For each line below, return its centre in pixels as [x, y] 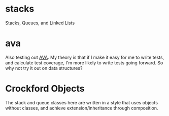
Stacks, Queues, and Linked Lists [40, 23]
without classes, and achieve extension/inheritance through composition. [82, 108]
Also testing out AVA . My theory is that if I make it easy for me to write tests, [85, 57]
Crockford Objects [45, 89]
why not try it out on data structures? [44, 68]
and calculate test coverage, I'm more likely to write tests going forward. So [84, 63]
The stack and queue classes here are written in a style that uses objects [82, 102]
